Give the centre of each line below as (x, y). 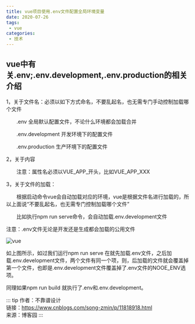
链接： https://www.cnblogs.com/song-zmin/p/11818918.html (79, 308)
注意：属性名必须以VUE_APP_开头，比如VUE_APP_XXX (83, 171)
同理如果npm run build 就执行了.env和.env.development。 (76, 287)
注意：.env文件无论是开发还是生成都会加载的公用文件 (71, 229)
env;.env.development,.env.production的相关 (102, 75)
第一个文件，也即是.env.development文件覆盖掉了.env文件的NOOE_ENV (93, 267)
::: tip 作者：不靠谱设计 (34, 300)
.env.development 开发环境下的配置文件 (65, 134)
